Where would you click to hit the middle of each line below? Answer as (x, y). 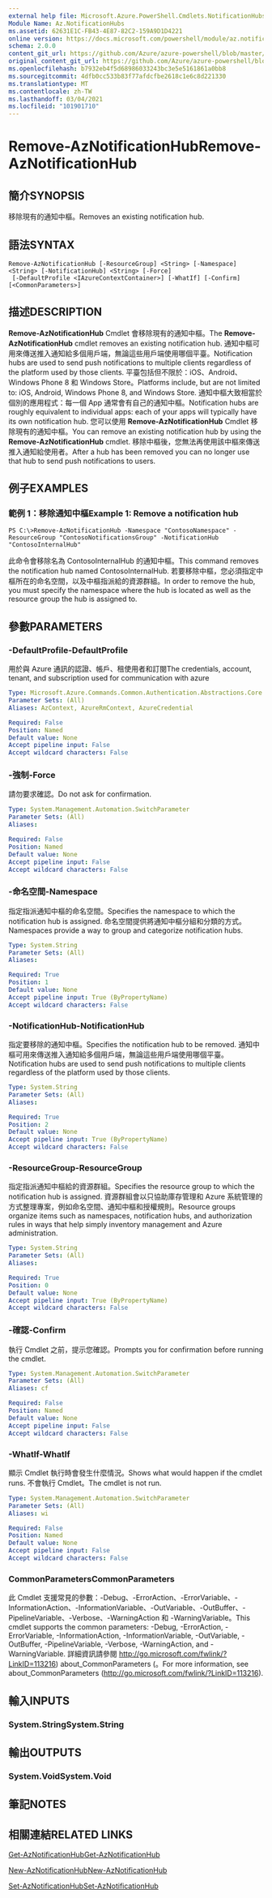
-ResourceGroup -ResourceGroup (76, 1167)
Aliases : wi (28, 1514)
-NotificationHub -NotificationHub (76, 1025)
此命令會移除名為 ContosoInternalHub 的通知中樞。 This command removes (134, 561)
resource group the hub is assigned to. (73, 599)
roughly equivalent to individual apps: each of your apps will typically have (133, 411)
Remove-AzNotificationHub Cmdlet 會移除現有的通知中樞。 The (115, 333)
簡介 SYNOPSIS (47, 195)
